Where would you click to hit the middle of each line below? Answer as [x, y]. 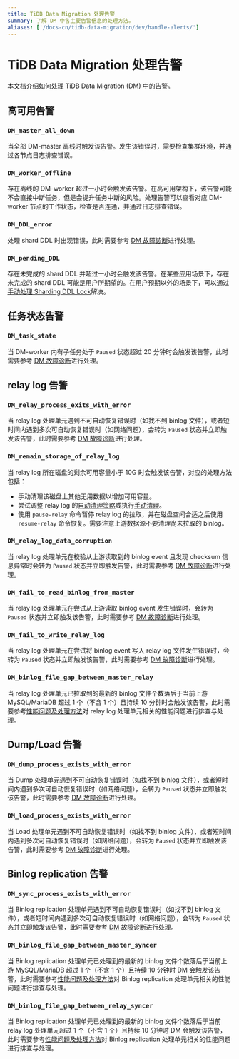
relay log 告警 [37, 385]
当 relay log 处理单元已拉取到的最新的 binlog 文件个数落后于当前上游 [108, 693]
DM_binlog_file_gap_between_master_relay [80, 678]
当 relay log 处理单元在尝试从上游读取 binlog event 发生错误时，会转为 [111, 608]
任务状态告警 [36, 316]
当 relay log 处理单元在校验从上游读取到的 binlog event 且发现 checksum [114, 556]
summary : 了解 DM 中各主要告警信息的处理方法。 [71, 21]
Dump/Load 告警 [45, 744]
